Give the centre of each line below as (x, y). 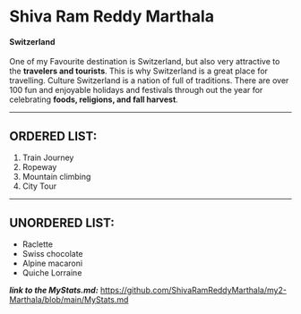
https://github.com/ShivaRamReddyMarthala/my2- (193, 290)
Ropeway (39, 167)
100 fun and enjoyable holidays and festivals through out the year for (136, 90)
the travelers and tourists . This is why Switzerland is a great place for (139, 71)
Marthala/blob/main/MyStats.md (69, 300)
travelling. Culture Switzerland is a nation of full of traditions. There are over (149, 81)
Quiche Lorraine (52, 273)
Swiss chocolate (52, 254)
